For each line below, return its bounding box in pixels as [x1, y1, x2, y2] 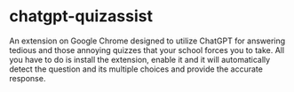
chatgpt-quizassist [9, 6, 154, 27]
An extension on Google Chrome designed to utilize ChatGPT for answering [9, 35, 286, 46]
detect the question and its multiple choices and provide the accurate [9, 64, 264, 74]
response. [9, 73, 46, 83]
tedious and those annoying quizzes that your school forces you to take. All [9, 44, 285, 55]
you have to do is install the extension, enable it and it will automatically [9, 54, 271, 65]
